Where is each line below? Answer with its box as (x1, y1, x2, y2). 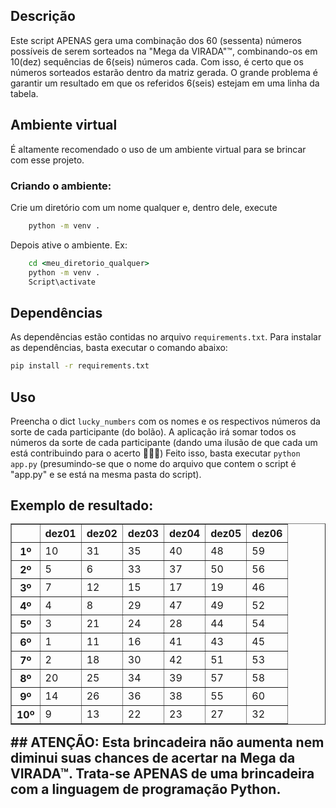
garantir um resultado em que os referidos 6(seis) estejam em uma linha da (10, 77, 320, 89)
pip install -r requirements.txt (10, 361, 150, 371)
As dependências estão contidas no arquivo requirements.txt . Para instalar (10, 331, 322, 343)
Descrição (10, 8, 76, 25)
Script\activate (28, 277, 97, 287)
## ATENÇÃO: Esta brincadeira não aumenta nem (10, 734, 325, 751)
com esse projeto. (10, 154, 85, 166)
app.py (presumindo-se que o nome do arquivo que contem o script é (10, 457, 297, 469)
